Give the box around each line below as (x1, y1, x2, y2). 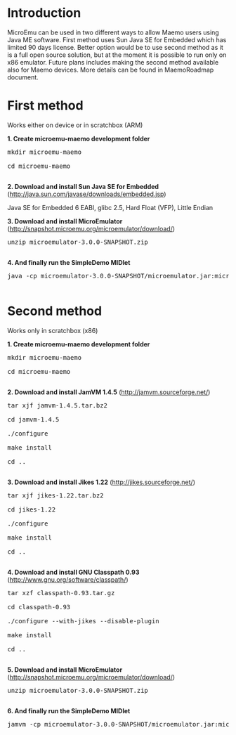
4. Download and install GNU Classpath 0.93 (7, 568, 140, 576)
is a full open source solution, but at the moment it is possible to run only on (7, 51, 227, 59)
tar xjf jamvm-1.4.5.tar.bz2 (7, 401, 107, 409)
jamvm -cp (7, 720, 41, 728)
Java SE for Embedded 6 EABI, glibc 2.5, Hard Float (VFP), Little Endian (7, 203, 214, 212)
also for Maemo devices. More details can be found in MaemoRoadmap (7, 65, 214, 74)
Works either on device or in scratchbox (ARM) (7, 121, 143, 129)
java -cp (7, 272, 37, 280)
